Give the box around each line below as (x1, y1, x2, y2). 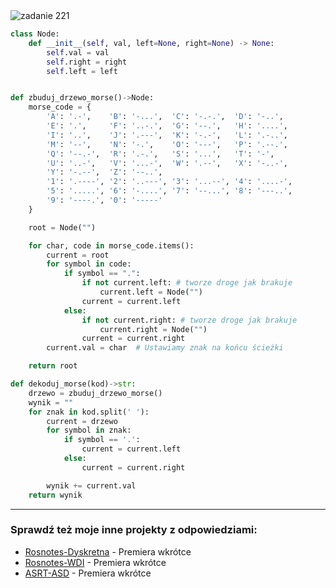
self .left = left (46, 66, 118, 76)
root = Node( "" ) (28, 222, 97, 233)
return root (28, 361, 78, 371)
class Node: (10, 29, 60, 39)
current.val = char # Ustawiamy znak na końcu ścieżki (46, 343, 284, 353)
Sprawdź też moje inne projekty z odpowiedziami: (10, 523, 258, 537)
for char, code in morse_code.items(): (28, 240, 195, 251)
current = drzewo (46, 416, 118, 426)
